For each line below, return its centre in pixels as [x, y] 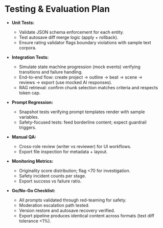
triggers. [27, 127]
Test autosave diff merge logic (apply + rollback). [69, 37]
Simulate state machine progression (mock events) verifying [80, 67]
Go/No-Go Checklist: [34, 190]
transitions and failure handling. [51, 72]
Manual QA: [24, 137]
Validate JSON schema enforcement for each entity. [71, 32]
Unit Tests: [23, 23]
